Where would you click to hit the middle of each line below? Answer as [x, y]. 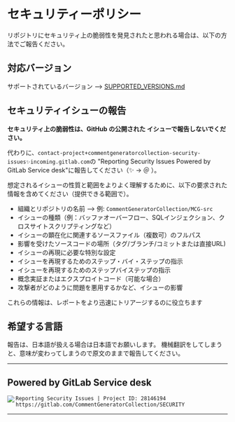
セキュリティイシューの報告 [67, 110]
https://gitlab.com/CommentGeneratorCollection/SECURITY [100, 405]
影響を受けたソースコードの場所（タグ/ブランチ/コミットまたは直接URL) [121, 243]
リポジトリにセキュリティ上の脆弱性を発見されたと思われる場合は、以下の [114, 35]
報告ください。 [47, 43]
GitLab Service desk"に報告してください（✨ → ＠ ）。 [84, 170]
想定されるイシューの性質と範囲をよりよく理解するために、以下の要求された [117, 185]
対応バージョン [40, 68]
